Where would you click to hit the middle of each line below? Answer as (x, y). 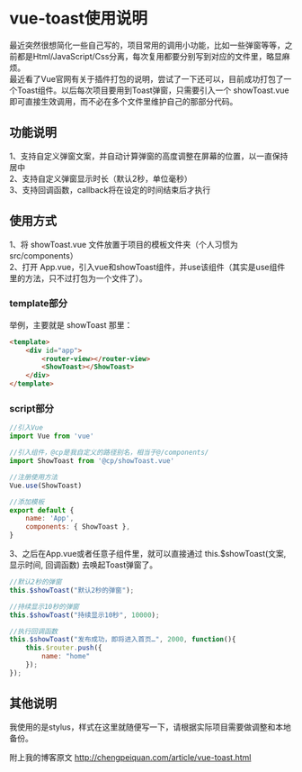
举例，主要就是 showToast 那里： (71, 324)
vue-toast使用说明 (79, 18)
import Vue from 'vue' (52, 436)
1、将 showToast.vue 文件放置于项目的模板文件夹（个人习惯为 (124, 244)
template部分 (39, 304)
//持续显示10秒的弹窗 (44, 606)
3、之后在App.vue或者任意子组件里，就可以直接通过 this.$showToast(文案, (148, 554)
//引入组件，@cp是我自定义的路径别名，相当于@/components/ (109, 453)
